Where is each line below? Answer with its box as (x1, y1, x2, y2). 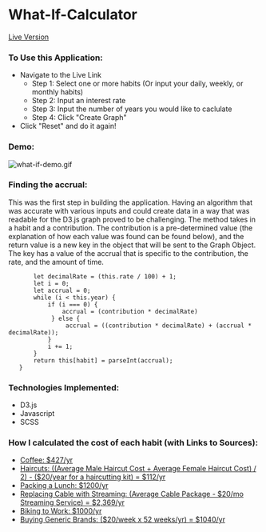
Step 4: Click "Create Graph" (31, 113, 127, 122)
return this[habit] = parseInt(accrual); (33, 356, 173, 365)
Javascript (19, 409, 55, 418)
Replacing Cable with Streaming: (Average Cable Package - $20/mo (19, 490, 244, 499)
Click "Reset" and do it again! (19, 122, 117, 131)
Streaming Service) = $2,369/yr (19, 498, 125, 507)
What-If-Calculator (8, 6, 138, 24)
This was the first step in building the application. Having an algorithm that (8, 198, 253, 207)
